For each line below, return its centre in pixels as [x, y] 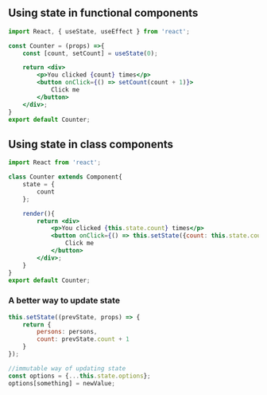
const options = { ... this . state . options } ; [79, 376]
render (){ [39, 213]
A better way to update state [64, 300]
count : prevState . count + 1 [83, 339]
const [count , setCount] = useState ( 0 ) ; [90, 53]
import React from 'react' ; [55, 162]
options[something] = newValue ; [62, 383]
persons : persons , [67, 332]
